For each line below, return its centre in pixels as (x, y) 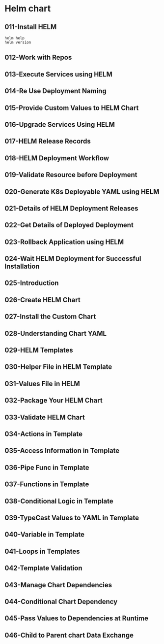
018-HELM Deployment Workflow (57, 158)
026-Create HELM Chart (42, 300)
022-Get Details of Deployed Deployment (69, 225)
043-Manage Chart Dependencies (58, 585)
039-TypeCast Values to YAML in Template (72, 518)
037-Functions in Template (47, 484)
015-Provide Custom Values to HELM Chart (72, 108)
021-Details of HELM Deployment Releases (71, 208)
